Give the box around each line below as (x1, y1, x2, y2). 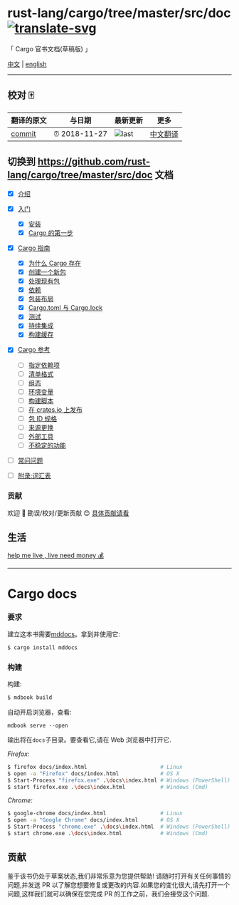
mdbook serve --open (7, 722, 69, 729)
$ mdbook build (7, 694, 53, 701)
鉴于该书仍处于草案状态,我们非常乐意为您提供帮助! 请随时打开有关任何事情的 (7, 872, 231, 880)
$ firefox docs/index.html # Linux (7, 763, 183, 770)
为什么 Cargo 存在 (28, 259, 82, 267)
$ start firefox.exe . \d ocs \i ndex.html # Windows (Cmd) (7, 783, 208, 790)
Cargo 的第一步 (28, 228, 73, 237)
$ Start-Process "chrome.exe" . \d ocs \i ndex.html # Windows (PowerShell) (7, 823, 231, 831)
